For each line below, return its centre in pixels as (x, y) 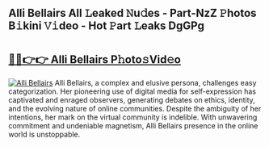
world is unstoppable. (44, 134)
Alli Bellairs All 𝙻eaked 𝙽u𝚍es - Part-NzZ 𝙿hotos (132, 13)
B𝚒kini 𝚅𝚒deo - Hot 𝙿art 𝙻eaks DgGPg (106, 26)
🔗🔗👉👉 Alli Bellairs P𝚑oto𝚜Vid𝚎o (95, 59)
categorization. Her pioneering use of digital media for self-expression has (132, 91)
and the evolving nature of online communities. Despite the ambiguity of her (135, 109)
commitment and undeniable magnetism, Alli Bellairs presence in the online (133, 126)
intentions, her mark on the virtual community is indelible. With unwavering (133, 117)
